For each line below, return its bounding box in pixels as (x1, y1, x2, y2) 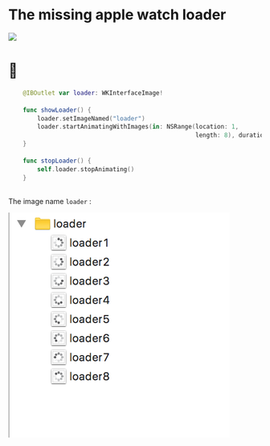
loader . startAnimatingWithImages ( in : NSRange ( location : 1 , (37, 123, 239, 131)
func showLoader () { (22, 106, 92, 114)
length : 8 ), (195, 131, 235, 140)
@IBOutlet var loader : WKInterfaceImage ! (22, 88, 163, 97)
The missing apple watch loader (8, 6, 227, 24)
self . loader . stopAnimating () (37, 165, 135, 174)
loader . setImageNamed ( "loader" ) (37, 114, 146, 122)
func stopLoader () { (22, 157, 92, 165)
